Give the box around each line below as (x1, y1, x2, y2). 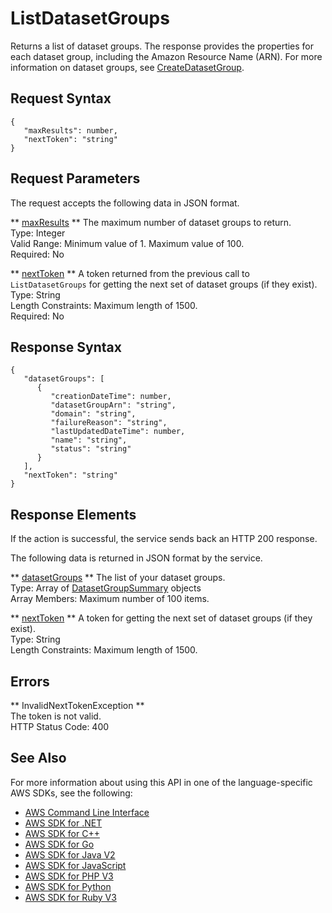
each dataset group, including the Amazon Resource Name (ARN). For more (10, 50, 323, 62)
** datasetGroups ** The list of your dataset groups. (10, 572, 226, 584)
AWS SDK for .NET (24, 817, 103, 829)
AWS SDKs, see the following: (10, 787, 133, 799)
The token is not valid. (10, 710, 102, 722)
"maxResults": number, (23, 125, 118, 136)
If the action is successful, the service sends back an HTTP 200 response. (10, 533, 318, 545)
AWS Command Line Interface (24, 806, 150, 818)
